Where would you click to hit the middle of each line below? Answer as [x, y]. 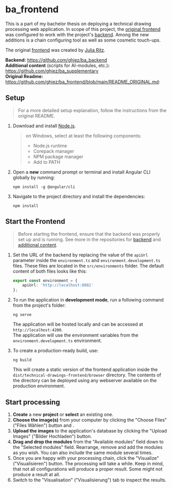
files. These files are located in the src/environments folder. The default [88, 266]
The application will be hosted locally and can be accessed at [78, 324]
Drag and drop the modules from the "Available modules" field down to [88, 442]
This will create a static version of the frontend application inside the [85, 370]
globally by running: [34, 177]
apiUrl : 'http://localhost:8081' [58, 285]
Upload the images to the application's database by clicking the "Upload [90, 431]
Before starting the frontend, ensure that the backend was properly [89, 234]
